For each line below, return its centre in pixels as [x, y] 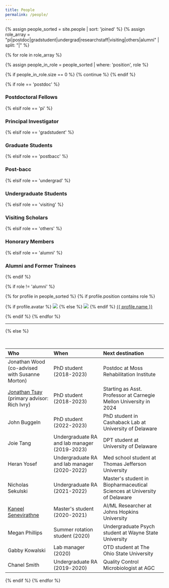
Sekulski [18, 491]
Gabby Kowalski [27, 550]
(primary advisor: [28, 398]
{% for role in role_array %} [33, 55]
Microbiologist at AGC [129, 568]
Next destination [123, 353]
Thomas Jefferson [125, 464]
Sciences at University [130, 491]
